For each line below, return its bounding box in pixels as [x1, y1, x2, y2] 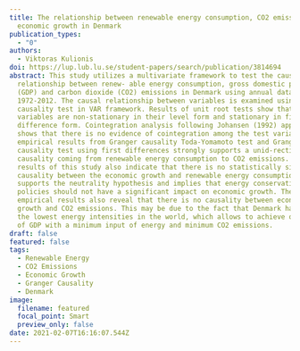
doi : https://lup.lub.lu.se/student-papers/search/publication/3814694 [9, 63, 281, 72]
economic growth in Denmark [17, 21, 122, 30]
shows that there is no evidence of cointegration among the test [17, 130, 270, 138]
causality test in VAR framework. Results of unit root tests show [17, 104, 274, 113]
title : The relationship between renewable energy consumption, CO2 [9, 13, 270, 22]
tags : [9, 246, 29, 255]
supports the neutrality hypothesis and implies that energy [17, 180, 250, 188]
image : [9, 296, 34, 305]
